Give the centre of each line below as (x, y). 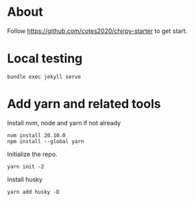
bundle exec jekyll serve (44, 77)
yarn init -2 (26, 166)
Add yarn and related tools (84, 104)
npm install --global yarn (46, 141)
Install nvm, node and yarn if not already (64, 123)
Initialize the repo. (32, 154)
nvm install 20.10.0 (37, 135)
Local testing (45, 59)
